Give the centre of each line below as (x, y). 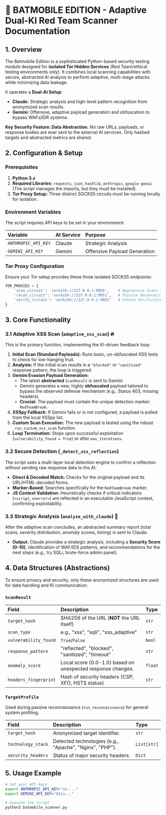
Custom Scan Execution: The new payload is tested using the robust (83, 423)
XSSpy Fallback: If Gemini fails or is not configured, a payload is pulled (85, 412)
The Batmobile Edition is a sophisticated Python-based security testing (77, 61)
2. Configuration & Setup (44, 153)
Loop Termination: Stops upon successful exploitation (68, 434)
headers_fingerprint (32, 680)
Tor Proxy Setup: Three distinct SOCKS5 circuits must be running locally (86, 194)
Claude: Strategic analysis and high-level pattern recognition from (80, 102)
